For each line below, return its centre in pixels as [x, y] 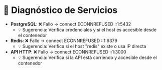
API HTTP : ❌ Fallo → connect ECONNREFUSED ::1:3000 [68, 51]
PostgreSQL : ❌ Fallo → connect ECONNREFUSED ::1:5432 [71, 24]
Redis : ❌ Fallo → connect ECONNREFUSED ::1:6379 [64, 40]
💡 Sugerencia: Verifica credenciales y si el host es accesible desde [87, 29]
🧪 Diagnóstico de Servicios [60, 10]
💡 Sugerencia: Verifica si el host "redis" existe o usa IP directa [82, 46]
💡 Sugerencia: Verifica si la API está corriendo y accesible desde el [87, 57]
